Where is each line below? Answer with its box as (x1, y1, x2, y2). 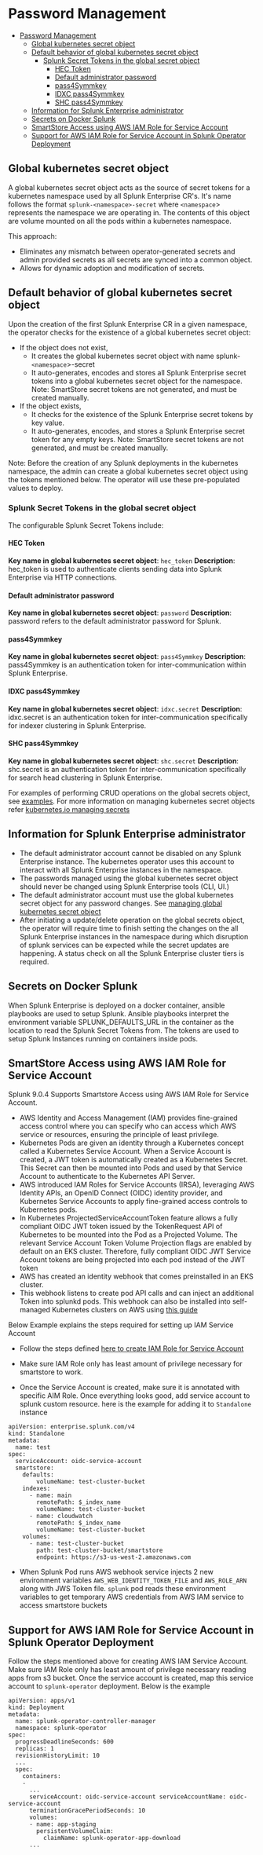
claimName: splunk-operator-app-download (42, 1835, 181, 1842)
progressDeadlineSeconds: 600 (15, 1738, 114, 1746)
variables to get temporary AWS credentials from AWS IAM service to (19, 1592, 244, 1602)
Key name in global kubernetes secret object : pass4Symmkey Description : (8, 652, 246, 661)
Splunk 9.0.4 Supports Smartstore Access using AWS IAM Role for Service (8, 1089, 250, 1099)
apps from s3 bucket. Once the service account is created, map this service (8, 1674, 254, 1683)
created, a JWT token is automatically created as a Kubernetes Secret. (19, 1155, 248, 1165)
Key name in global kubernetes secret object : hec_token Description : (8, 556, 236, 565)
